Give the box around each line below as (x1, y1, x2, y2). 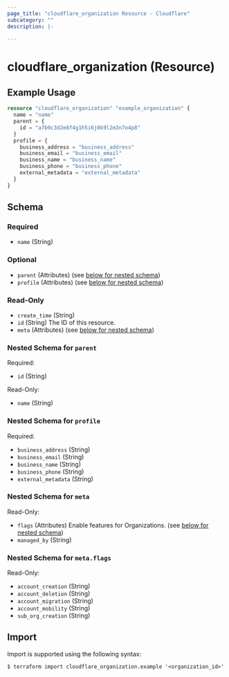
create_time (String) (17, 310, 75, 319)
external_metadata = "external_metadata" (19, 169, 140, 176)
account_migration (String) (17, 597, 93, 605)
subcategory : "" (7, 17, 54, 24)
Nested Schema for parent (7, 343, 97, 353)
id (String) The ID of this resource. (17, 318, 116, 326)
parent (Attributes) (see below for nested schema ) (17, 270, 161, 279)
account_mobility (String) (17, 604, 91, 613)
